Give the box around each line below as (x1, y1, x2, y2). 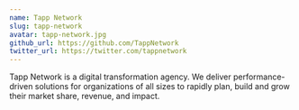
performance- (232, 71, 285, 82)
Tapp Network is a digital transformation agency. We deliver (9, 71, 231, 82)
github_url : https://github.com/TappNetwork (9, 38, 179, 48)
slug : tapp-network (9, 22, 83, 31)
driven (9, 81, 33, 92)
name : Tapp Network (9, 13, 83, 23)
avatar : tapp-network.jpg (9, 30, 106, 39)
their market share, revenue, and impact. (9, 91, 160, 102)
